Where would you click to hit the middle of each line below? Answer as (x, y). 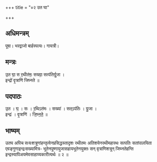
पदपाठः (14, 97)
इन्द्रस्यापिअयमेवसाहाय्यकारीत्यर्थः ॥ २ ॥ (37, 154)
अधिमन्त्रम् (17, 33)
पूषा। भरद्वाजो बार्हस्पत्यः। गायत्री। (32, 46)
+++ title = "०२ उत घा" (27, 7)
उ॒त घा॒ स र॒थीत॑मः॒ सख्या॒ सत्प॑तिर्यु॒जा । (35, 74)
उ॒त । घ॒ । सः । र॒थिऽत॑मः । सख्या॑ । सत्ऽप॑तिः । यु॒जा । (51, 109)
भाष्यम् (12, 131)
